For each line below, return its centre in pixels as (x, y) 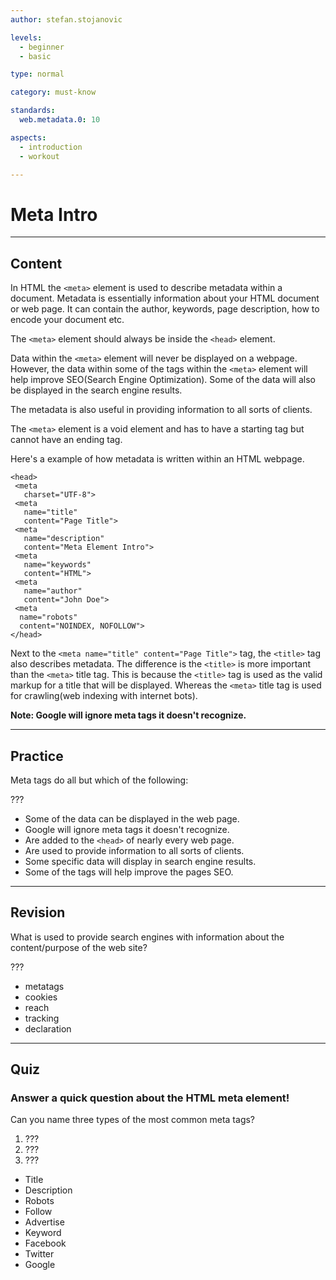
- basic (35, 56)
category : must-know (53, 92)
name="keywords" (57, 565)
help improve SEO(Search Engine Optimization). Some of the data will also (163, 380)
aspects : (28, 137)
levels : (26, 37)
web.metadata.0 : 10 (60, 120)
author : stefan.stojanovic (66, 19)
